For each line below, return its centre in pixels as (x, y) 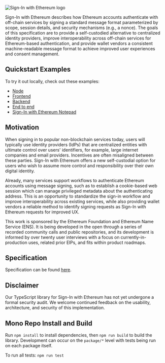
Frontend (21, 96)
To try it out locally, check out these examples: (52, 81)
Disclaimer (22, 285)
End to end (23, 107)
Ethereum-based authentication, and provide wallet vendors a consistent (79, 43)
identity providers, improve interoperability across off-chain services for (78, 38)
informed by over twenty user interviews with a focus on (62, 237)
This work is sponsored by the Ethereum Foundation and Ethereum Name (80, 221)
